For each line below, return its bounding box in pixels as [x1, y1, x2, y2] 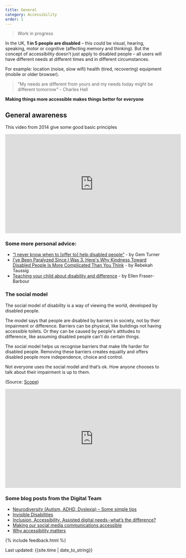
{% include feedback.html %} [5, 537, 66, 543]
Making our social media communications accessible [12, 522, 122, 528]
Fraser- [139, 273, 154, 279]
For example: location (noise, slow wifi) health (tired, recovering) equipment [5, 66, 162, 72]
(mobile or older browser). [5, 71, 59, 77]
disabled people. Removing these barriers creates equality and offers [5, 348, 148, 355]
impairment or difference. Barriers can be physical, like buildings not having [5, 323, 161, 329]
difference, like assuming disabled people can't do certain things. [5, 333, 140, 340]
